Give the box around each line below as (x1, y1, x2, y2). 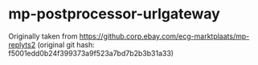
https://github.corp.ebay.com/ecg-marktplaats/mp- (79, 31, 250, 41)
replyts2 (8, 39, 36, 49)
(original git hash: (37, 39, 95, 49)
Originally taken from (8, 31, 78, 41)
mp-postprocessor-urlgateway (8, 5, 221, 23)
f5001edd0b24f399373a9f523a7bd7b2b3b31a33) (8, 48, 174, 58)
